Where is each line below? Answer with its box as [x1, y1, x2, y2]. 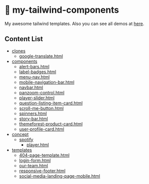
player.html [26, 142, 49, 148]
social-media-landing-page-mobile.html [19, 173, 100, 179]
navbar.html [19, 84, 43, 90]
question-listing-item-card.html [19, 100, 83, 106]
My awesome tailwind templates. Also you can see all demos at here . [4, 21, 145, 26]
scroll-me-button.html [19, 105, 64, 111]
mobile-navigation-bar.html [19, 79, 75, 85]
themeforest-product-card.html [19, 121, 83, 127]
